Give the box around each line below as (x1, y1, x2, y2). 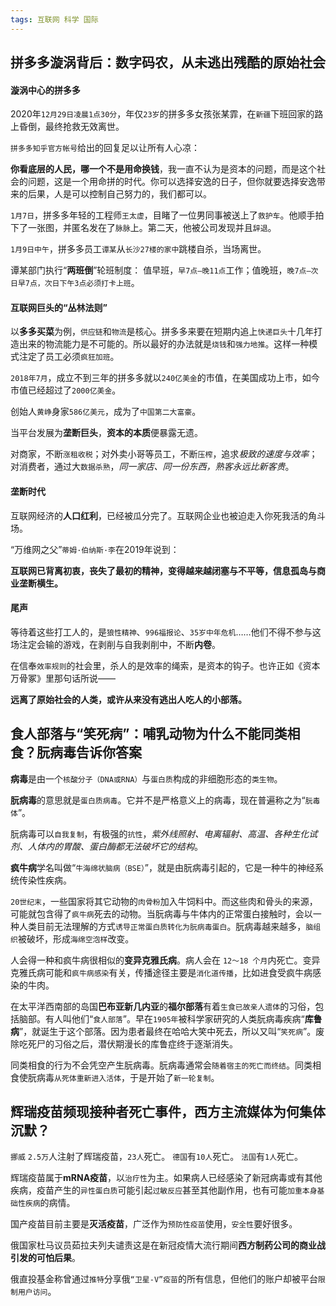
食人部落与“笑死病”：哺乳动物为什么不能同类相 (10, 726, 301, 743)
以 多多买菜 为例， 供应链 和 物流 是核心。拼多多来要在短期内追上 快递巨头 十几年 (10, 326, 315, 338)
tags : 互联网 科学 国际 (10, 14, 99, 25)
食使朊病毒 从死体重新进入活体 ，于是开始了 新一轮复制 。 (10, 1071, 220, 1083)
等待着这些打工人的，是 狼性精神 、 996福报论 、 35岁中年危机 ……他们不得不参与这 (10, 626, 322, 638)
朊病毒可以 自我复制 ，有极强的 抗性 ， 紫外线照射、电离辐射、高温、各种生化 (10, 827, 310, 840)
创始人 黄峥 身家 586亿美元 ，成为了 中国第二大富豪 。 (10, 406, 202, 418)
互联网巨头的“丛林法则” (10, 301, 108, 313)
